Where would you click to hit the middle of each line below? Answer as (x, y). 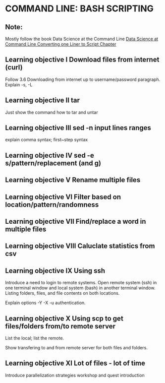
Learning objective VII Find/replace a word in (76, 222)
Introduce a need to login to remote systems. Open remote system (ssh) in (81, 283)
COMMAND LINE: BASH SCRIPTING (79, 9)
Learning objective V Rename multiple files (73, 180)
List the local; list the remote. (35, 338)
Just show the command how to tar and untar (52, 112)
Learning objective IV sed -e (50, 155)
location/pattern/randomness (52, 205)
